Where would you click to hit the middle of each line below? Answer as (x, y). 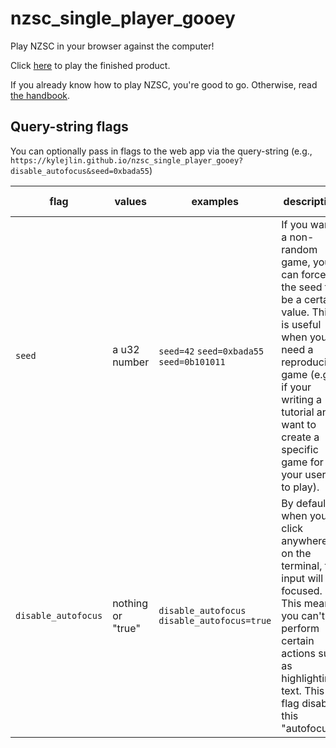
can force (304, 274)
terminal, (302, 565)
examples (215, 201)
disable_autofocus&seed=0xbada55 (80, 171)
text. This (303, 690)
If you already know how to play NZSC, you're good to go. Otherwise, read (164, 84)
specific (300, 449)
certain (298, 640)
